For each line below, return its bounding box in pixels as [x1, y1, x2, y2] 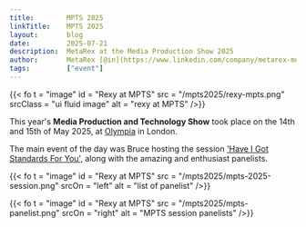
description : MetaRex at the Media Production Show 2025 [9, 47, 234, 56]
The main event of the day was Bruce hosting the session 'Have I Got [9, 143, 269, 154]
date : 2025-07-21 [9, 38, 107, 48]
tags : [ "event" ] [9, 64, 104, 74]
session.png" [9, 180, 59, 191]
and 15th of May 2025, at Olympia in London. [9, 125, 178, 136]
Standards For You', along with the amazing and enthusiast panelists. [9, 153, 269, 163]
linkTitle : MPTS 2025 [9, 22, 104, 31]
